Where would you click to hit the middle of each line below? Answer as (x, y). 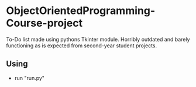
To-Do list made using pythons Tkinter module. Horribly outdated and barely (98, 39)
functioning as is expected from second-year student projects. (81, 46)
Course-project (44, 23)
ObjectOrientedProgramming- (81, 11)
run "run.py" (30, 78)
